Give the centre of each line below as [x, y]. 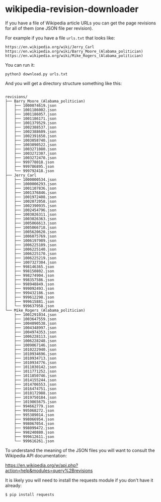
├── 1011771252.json [35, 371]
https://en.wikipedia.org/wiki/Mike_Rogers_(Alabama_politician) [74, 56]
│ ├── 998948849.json [30, 284]
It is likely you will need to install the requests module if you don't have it [79, 480]
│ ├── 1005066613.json [31, 223]
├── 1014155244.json [35, 380]
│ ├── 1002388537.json [31, 127]
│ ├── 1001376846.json [31, 193]
